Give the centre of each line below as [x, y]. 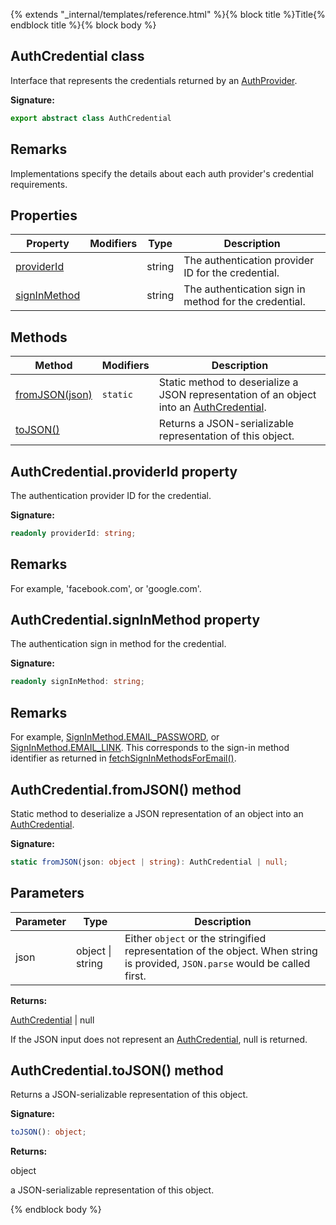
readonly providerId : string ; [73, 533]
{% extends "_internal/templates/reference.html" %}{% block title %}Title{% [168, 14]
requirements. [39, 184]
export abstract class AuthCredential [91, 118]
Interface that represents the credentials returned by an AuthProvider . [154, 80]
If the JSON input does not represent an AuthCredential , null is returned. [159, 1039]
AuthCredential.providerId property [124, 471]
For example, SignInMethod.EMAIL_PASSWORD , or [115, 737]
